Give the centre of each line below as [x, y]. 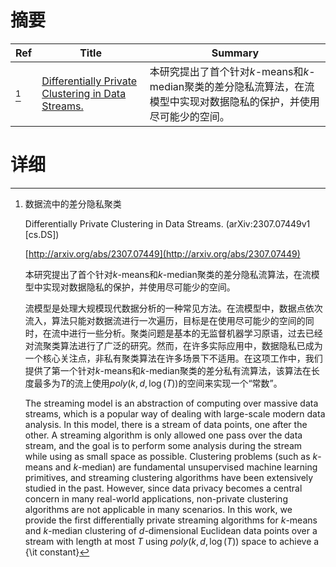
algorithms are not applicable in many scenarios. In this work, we [158, 509]
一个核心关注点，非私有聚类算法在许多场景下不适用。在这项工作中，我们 [173, 358]
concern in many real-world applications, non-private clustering [156, 498]
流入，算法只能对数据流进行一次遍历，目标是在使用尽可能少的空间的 [165, 320]
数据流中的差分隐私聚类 [73, 203]
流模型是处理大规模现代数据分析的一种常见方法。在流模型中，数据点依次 [173, 308]
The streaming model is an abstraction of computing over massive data [171, 403]
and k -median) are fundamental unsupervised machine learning [186, 467]
